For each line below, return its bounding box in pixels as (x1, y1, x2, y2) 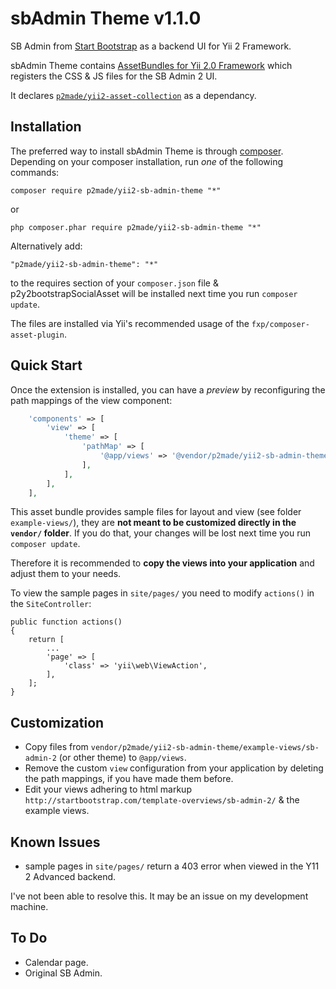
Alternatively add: (10, 240, 83, 252)
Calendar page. (24, 956, 89, 968)
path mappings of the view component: (10, 394, 173, 406)
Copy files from (24, 741, 89, 753)
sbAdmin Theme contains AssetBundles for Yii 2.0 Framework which (10, 59, 293, 71)
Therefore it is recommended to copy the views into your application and (10, 557, 315, 569)
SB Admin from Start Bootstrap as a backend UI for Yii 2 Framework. (10, 40, 292, 52)
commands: (10, 166, 60, 178)
